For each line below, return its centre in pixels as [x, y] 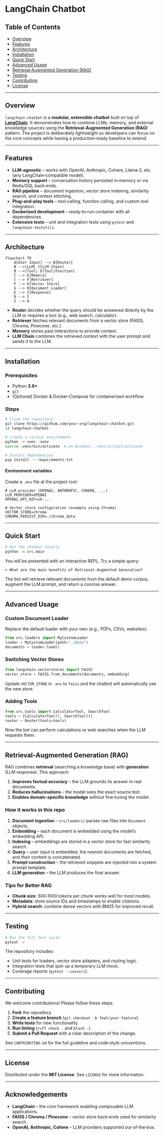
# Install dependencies [29, 455]
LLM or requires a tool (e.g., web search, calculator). [65, 315]
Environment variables [29, 471]
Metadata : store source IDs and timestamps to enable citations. [76, 901]
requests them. [20, 735]
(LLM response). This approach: [37, 772]
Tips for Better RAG [29, 885]
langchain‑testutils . [33, 227]
